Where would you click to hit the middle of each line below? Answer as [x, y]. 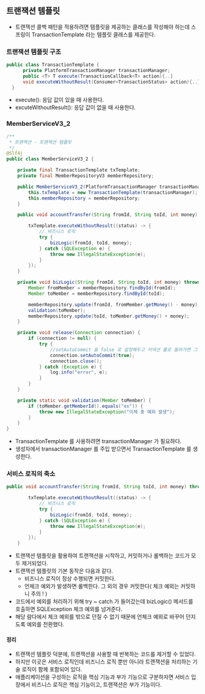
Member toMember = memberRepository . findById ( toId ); [97, 294]
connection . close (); [76, 361]
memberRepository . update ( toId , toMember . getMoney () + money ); [109, 316]
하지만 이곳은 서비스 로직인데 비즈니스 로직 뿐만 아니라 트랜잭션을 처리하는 [103, 662]
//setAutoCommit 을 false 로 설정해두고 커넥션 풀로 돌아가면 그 [124, 350]
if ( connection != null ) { [63, 338]
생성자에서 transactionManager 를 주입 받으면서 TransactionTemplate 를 [103, 449]
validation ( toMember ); [57, 310]
